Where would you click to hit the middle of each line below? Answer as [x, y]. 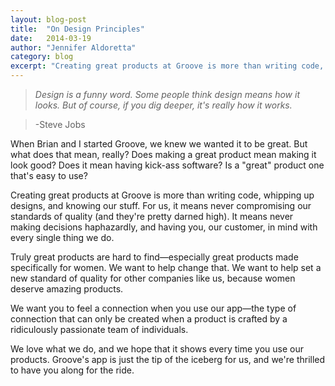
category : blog [42, 57]
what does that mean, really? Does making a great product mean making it [163, 154]
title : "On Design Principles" [77, 29]
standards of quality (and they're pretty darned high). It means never [152, 216]
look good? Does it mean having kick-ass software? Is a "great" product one [167, 165]
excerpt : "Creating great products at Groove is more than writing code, [167, 66]
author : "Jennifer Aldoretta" [73, 47]
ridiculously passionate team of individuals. [99, 329]
